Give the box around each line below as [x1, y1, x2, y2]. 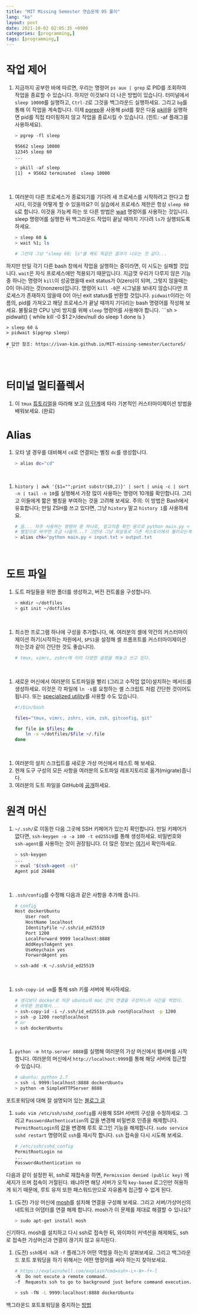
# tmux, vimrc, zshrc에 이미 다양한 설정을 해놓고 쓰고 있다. [14, 655, 151, 661]
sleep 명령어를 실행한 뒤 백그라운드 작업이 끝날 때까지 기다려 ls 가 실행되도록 [14, 216, 190, 223]
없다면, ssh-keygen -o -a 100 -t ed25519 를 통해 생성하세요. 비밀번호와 [14, 833, 181, 840]
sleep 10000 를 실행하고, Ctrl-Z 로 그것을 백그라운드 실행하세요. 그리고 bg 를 [14, 99, 187, 106]
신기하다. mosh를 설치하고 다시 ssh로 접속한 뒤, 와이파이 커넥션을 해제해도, [6, 1229, 179, 1236]
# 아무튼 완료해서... [14, 1003, 60, 1009]
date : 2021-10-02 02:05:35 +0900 [6, 25, 88, 31]
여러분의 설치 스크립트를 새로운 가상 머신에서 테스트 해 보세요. [14, 759, 157, 767]
